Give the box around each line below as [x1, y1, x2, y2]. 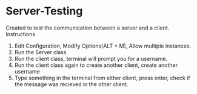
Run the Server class [14, 48, 67, 55]
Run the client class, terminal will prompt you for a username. [14, 55, 168, 62]
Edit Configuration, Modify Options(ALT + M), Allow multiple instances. [14, 42, 192, 49]
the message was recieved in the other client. [14, 80, 129, 88]
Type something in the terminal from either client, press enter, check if [14, 74, 190, 81]
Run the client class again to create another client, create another [14, 61, 178, 69]
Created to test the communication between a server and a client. [5, 24, 170, 31]
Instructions [5, 30, 36, 37]
